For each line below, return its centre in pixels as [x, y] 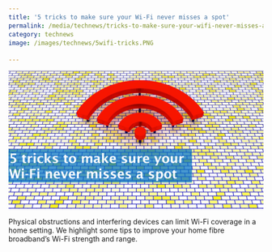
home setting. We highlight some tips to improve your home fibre [117, 230]
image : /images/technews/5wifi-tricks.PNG [81, 43]
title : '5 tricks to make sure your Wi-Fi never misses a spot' [119, 17]
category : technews [41, 34]
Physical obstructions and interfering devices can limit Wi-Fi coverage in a [132, 222]
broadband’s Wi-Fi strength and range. [73, 239]
